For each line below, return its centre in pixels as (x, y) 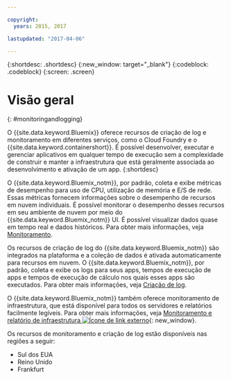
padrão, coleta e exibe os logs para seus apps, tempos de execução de (109, 270)
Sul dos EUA (35, 355)
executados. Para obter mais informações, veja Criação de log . (97, 285)
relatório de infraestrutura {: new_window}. (102, 321)
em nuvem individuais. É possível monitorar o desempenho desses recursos (116, 205)
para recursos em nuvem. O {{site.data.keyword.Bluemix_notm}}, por (106, 263)
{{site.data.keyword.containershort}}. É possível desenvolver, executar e (111, 147)
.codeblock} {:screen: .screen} (51, 72)
